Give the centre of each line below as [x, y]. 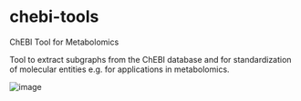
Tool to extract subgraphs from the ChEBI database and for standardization [150, 59]
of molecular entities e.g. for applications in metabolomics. [119, 69]
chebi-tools [54, 17]
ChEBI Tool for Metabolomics [64, 42]
